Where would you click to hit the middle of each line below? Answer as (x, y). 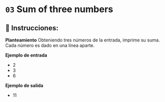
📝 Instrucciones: (32, 28)
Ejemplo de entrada (26, 55)
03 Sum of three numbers (59, 9)
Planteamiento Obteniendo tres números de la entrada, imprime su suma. (83, 40)
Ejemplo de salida (24, 85)
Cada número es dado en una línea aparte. (50, 45)
